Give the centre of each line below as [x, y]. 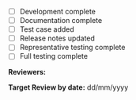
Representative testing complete [72, 48]
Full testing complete [54, 56]
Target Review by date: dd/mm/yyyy [68, 87]
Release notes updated [57, 38]
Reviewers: [27, 72]
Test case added [47, 29]
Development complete [58, 12]
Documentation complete [61, 21]
